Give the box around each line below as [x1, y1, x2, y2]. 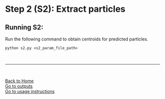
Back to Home [5, 78, 34, 84]
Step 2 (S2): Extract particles [5, 3, 126, 15]
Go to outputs [5, 83, 33, 89]
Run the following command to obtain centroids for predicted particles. [5, 36, 148, 42]
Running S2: [5, 23, 44, 32]
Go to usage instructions [5, 89, 55, 94]
